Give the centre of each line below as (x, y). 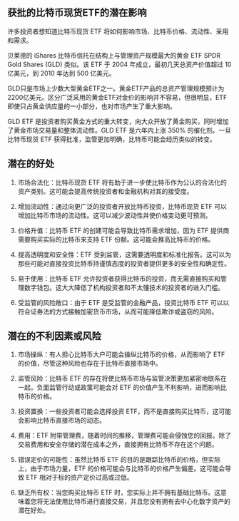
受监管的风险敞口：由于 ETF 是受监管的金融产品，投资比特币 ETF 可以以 (123, 302)
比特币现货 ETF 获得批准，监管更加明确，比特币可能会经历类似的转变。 (112, 139)
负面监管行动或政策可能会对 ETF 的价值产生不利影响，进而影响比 (132, 388)
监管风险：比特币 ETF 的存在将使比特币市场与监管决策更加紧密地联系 (119, 378)
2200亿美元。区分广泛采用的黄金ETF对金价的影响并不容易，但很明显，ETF (117, 97)
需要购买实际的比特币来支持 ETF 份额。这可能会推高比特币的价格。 (116, 239)
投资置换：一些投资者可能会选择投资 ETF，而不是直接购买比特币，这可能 (124, 411)
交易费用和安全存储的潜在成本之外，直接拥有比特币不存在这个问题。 (118, 445)
